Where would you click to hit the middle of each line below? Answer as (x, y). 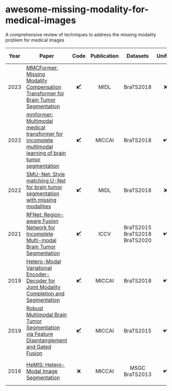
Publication (105, 56)
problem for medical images (35, 40)
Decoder (37, 281)
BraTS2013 (138, 374)
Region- (54, 214)
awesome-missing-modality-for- (77, 9)
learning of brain (46, 153)
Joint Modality (44, 287)
